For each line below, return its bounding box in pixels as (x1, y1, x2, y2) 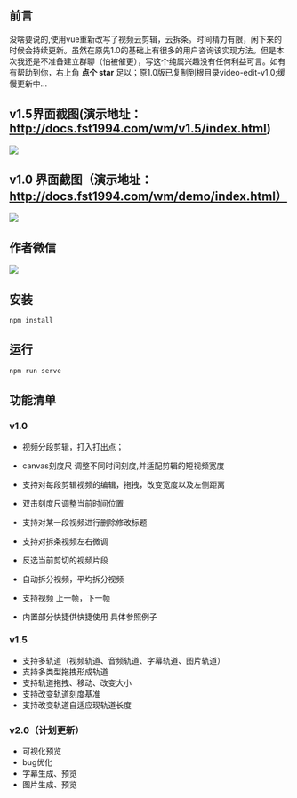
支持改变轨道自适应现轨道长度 (21, 699, 132, 710)
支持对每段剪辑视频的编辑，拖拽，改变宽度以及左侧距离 (21, 479, 225, 490)
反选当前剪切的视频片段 (21, 555, 108, 565)
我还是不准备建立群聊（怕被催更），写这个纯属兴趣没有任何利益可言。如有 (16, 56, 286, 67)
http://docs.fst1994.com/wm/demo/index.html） (9, 189, 287, 204)
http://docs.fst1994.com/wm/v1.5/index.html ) (9, 121, 271, 136)
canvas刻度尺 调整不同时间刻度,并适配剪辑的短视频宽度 (21, 460, 225, 471)
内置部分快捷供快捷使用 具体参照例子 (21, 611, 157, 622)
